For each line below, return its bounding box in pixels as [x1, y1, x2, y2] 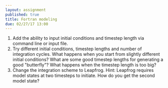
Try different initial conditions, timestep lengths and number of [12, 46, 142, 52]
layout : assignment [5, 7, 46, 13]
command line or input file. [12, 41, 68, 47]
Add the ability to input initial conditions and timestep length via [12, 35, 144, 41]
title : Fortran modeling [5, 17, 57, 22]
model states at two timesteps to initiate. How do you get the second [12, 72, 155, 78]
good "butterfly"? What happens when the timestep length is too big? [12, 62, 157, 68]
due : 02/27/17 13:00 [5, 21, 49, 27]
